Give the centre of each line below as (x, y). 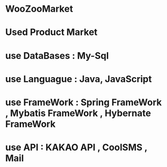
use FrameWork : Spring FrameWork (83, 102)
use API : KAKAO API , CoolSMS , (76, 147)
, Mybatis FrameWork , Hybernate (78, 113)
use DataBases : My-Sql (57, 55)
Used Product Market (52, 32)
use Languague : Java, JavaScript (79, 79)
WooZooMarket (39, 9)
